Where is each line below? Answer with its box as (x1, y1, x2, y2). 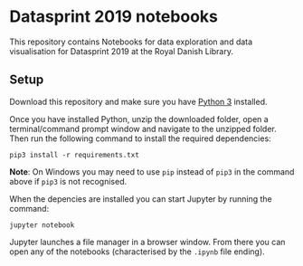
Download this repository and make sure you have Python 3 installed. (9, 96, 268, 107)
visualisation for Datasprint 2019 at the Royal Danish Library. (9, 45, 233, 56)
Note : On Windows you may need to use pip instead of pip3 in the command (9, 166, 295, 177)
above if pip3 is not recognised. (9, 176, 128, 186)
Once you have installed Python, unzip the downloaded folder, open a (9, 113, 269, 124)
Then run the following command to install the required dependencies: (9, 133, 271, 144)
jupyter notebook (9, 220, 75, 230)
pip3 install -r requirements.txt (9, 150, 140, 159)
